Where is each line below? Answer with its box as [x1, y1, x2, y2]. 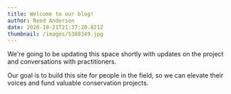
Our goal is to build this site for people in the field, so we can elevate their [7, 71, 224, 80]
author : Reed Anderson [7, 17, 75, 24]
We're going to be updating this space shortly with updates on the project [7, 50, 224, 58]
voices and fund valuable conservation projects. [7, 79, 149, 88]
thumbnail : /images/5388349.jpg [7, 30, 103, 38]
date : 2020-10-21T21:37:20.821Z [7, 23, 103, 31]
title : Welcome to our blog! [7, 10, 94, 18]
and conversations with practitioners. [7, 58, 117, 66]
